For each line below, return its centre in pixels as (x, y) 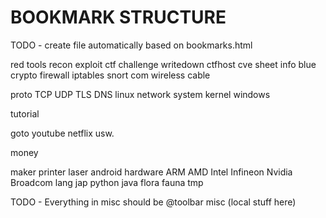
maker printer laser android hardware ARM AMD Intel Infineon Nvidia (151, 172)
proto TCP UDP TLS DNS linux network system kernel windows (140, 94)
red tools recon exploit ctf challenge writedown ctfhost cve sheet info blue (163, 64)
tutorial (25, 113)
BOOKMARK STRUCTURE (118, 17)
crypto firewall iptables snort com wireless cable (110, 75)
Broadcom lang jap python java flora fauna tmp (107, 182)
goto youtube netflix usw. (62, 133)
